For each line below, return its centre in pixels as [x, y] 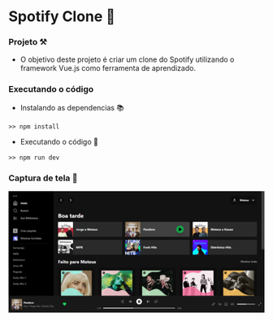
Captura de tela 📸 [43, 178]
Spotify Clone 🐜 [62, 17]
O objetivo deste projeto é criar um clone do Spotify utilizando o [127, 59]
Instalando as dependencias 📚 [72, 107]
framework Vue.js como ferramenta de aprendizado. [108, 68]
